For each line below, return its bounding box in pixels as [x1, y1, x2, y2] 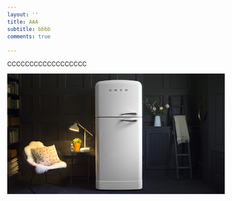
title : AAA [7, 18, 39, 25]
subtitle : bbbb [7, 25, 51, 32]
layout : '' [7, 11, 39, 18]
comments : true [7, 33, 51, 40]
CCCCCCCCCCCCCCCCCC [7, 60, 88, 68]
